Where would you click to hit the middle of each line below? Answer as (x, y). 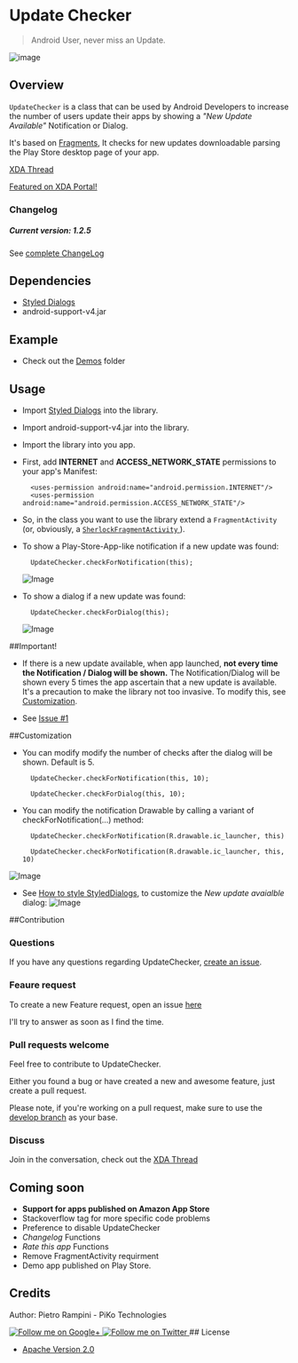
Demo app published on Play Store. (86, 1265)
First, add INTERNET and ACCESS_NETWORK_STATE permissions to (149, 462)
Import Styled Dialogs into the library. (90, 410)
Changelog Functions (61, 1237)
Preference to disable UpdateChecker (91, 1228)
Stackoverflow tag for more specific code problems (116, 1218)
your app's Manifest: (59, 472)
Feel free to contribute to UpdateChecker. (85, 1064)
